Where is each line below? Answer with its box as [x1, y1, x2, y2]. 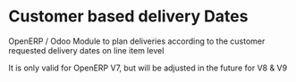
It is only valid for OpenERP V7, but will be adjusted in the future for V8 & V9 [8, 62, 288, 73]
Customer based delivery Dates [8, 6, 249, 27]
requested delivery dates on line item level [8, 45, 165, 55]
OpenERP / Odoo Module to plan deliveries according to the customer [8, 36, 266, 46]
